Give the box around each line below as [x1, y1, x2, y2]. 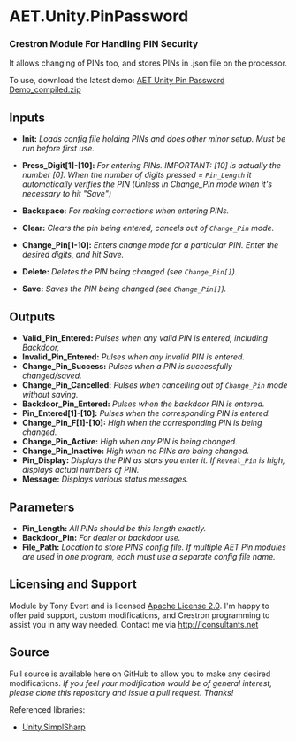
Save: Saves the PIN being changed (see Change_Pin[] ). [21, 283, 227, 294]
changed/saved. [21, 370, 82, 382]
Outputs [9, 309, 56, 324]
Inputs [9, 110, 46, 125]
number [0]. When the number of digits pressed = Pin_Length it [21, 170, 252, 181]
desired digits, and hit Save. [21, 250, 125, 260]
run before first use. [21, 143, 95, 154]
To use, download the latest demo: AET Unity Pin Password [9, 75, 225, 86]
